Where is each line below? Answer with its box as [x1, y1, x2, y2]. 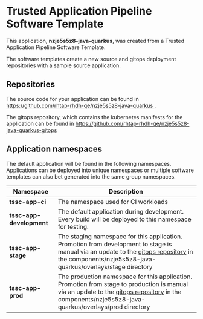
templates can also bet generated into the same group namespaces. [6, 173, 176, 180]
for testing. [57, 222, 89, 231]
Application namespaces [6, 144, 103, 154]
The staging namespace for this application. [57, 232, 183, 240]
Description [108, 187, 143, 196]
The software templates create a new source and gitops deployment [6, 55, 176, 62]
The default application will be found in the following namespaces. [6, 160, 172, 167]
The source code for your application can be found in [6, 95, 139, 102]
